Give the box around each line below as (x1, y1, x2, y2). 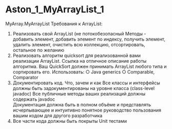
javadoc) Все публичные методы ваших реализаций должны (12, 90, 146, 97)
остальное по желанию (12, 47, 65, 53)
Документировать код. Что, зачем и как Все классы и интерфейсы (12, 80, 160, 86)
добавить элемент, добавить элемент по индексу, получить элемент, (12, 36, 166, 42)
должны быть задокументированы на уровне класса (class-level (12, 85, 155, 91)
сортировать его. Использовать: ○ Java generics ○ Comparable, (12, 68, 155, 75)
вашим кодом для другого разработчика (12, 112, 103, 119)
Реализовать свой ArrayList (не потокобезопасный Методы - (12, 30, 146, 36)
